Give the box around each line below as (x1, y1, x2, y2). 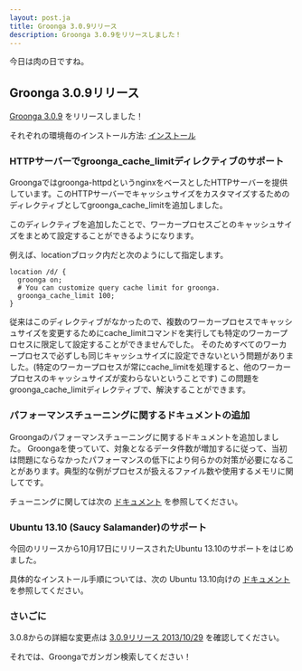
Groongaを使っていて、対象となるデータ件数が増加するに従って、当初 (26, 443, 288, 454)
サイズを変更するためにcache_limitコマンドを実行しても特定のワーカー (16, 328, 280, 339)
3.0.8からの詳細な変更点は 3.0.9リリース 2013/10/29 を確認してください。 (9, 632, 285, 643)
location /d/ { (9, 268, 67, 277)
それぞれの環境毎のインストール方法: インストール (9, 130, 196, 141)
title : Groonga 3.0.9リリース (9, 22, 118, 31)
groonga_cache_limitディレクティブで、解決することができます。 (9, 384, 251, 395)
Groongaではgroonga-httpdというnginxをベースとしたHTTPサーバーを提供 (9, 177, 288, 188)
